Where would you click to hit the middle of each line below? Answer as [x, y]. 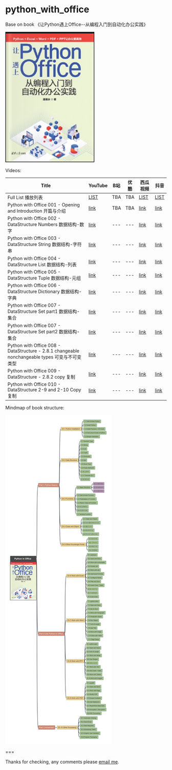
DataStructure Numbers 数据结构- [44, 224]
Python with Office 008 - [34, 345]
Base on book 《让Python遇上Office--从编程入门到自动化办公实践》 [77, 24]
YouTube [98, 185]
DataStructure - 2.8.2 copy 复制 [41, 377]
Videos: [13, 170]
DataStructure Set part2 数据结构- [44, 331]
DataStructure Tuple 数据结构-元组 [44, 278]
